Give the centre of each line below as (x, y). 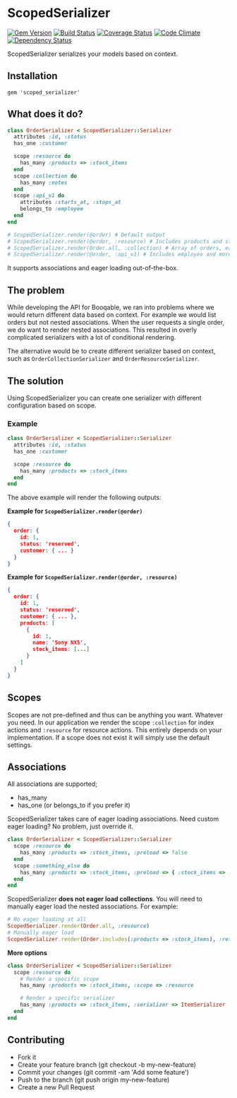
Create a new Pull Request (56, 1087)
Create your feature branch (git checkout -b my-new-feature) (107, 1064)
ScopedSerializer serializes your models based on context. (93, 54)
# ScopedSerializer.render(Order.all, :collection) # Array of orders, (115, 248)
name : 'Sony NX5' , (60, 643)
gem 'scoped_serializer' (44, 92)
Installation (32, 76)
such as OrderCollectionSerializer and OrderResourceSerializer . (103, 359)
